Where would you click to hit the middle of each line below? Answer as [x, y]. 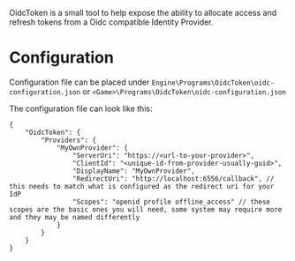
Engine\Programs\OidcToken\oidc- [213, 83]
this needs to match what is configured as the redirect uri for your [142, 186]
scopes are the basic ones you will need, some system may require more [146, 209]
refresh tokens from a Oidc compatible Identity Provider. [111, 22]
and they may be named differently [75, 217]
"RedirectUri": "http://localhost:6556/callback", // [173, 179]
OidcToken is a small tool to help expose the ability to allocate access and [143, 13]
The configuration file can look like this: [81, 108]
